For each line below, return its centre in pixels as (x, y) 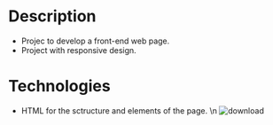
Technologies (60, 86)
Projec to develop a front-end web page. (95, 41)
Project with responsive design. (78, 50)
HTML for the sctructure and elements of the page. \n (119, 110)
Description (52, 16)
